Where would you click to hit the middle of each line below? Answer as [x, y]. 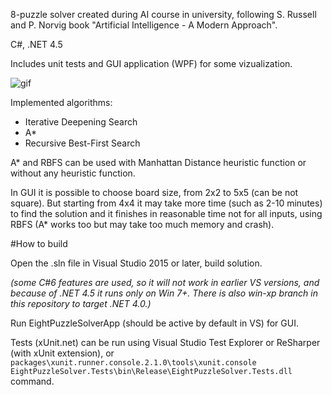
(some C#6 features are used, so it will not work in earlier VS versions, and [165, 282]
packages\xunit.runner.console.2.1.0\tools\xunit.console [133, 363]
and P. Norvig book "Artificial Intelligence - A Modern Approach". [144, 25]
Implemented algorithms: [61, 102]
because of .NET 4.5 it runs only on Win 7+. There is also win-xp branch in [164, 293]
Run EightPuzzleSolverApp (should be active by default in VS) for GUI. [154, 323]
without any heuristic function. [73, 173]
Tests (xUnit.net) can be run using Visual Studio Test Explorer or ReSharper [165, 342]
